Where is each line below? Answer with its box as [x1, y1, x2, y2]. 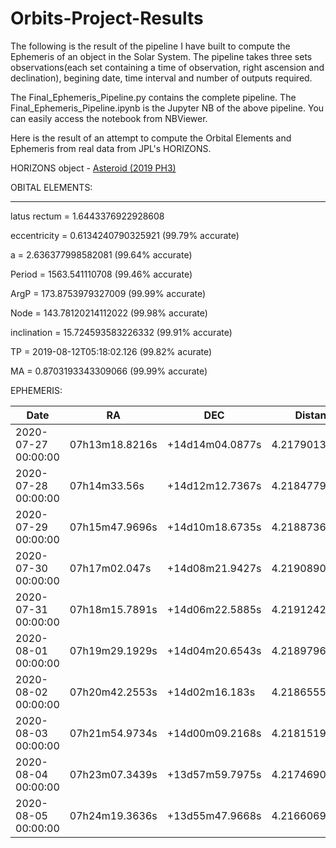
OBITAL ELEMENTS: [10, 181, 93, 193]
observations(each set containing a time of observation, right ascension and [10, 61, 325, 73]
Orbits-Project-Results [10, 7, 204, 30]
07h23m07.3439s [69, 767, 158, 781]
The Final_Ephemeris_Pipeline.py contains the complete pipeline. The [10, 91, 297, 103]
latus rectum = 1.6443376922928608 [10, 210, 165, 222]
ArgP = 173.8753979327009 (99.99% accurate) [10, 287, 207, 299]
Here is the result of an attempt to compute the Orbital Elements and [10, 132, 292, 144]
